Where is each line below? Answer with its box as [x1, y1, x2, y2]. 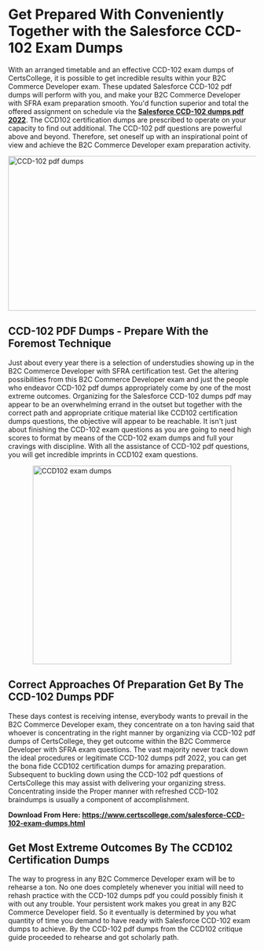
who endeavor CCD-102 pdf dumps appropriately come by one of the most [8, 383, 251, 392]
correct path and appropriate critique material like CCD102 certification [8, 407, 238, 418]
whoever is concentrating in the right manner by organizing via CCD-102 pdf [8, 727, 255, 737]
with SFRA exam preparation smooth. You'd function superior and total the [8, 98, 249, 108]
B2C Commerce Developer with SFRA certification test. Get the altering [8, 366, 239, 375]
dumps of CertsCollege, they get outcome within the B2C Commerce [8, 736, 231, 746]
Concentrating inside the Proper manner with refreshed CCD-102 [8, 786, 218, 796]
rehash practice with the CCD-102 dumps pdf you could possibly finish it [8, 891, 244, 900]
